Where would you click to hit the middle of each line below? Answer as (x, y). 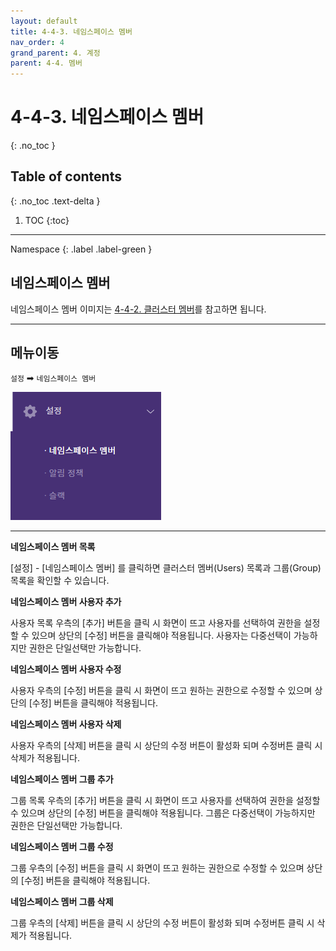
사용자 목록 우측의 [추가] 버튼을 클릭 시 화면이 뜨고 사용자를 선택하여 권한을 (156, 622)
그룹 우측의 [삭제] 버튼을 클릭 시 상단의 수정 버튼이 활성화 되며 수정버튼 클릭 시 (162, 922)
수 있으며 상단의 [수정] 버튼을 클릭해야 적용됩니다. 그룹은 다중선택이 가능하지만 (163, 812)
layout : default (44, 21)
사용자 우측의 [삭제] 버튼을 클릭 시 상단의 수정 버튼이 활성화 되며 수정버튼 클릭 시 (166, 745)
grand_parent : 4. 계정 (55, 53)
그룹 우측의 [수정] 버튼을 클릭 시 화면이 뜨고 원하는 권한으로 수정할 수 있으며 (157, 867)
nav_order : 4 (37, 42)
